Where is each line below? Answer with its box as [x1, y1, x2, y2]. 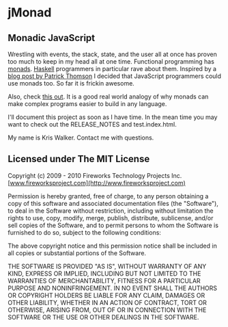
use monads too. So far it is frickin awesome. [8, 79, 135, 87]
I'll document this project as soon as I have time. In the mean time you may [8, 113, 218, 121]
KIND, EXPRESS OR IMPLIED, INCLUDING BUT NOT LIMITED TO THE [8, 269, 201, 278]
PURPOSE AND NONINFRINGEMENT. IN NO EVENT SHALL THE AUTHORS [8, 284, 218, 292]
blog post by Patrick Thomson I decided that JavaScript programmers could [8, 72, 221, 80]
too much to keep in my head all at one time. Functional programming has [8, 57, 214, 66]
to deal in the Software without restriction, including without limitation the [8, 207, 214, 215]
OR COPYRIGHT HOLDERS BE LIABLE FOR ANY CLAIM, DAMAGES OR [8, 291, 205, 299]
